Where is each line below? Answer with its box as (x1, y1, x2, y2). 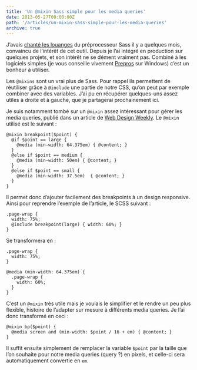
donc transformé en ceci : (6, 313, 69, 320)
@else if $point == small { (11, 168, 81, 174)
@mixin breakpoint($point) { (6, 132, 78, 138)
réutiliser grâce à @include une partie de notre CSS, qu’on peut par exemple (6, 84, 189, 91)
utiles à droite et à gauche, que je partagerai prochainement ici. (6, 97, 160, 104)
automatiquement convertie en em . (6, 357, 89, 364)
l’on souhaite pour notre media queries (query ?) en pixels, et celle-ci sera (6, 351, 185, 358)
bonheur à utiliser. (6, 66, 50, 74)
